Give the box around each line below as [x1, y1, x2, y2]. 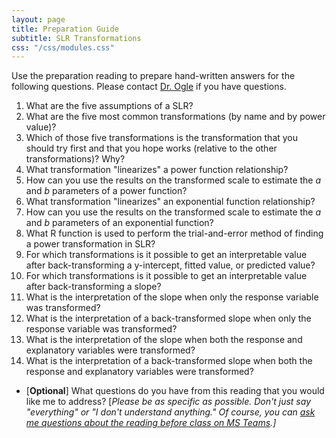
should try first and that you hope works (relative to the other [25, 142, 278, 155]
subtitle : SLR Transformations [11, 33, 142, 43]
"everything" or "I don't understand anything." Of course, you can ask [25, 406, 316, 418]
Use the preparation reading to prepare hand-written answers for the [11, 70, 296, 82]
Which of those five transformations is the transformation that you [25, 132, 299, 144]
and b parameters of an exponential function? [25, 217, 214, 229]
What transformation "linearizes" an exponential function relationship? [25, 196, 316, 208]
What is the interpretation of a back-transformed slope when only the [25, 312, 312, 325]
